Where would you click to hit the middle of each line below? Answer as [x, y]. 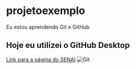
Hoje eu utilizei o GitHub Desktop [68, 45]
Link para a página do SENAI [41, 59]
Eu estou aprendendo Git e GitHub [48, 27]
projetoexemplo [46, 11]
